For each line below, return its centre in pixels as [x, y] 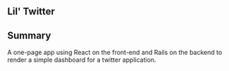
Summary [29, 35]
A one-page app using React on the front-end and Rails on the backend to [115, 53]
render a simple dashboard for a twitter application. [82, 60]
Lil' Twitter [31, 12]
